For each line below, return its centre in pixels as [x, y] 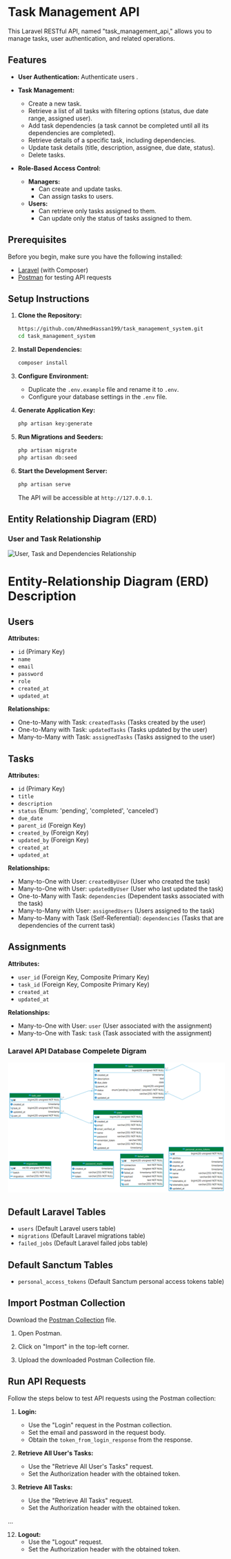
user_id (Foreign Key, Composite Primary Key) [84, 977]
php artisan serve [44, 484]
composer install [43, 363]
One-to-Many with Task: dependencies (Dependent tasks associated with [121, 896]
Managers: [44, 181]
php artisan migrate [47, 450]
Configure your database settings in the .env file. [98, 397]
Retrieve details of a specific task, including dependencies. [112, 140]
